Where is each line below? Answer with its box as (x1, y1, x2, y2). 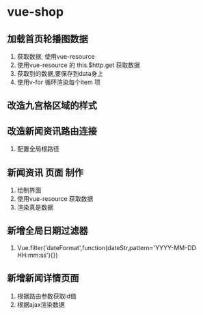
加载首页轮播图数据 (7, 33, 88, 44)
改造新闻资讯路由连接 (7, 125, 97, 137)
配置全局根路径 (16, 145, 59, 153)
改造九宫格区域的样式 (7, 100, 97, 111)
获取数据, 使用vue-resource (16, 53, 95, 60)
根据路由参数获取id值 (16, 292, 77, 300)
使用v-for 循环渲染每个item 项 (16, 78, 101, 86)
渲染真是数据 (16, 203, 53, 212)
